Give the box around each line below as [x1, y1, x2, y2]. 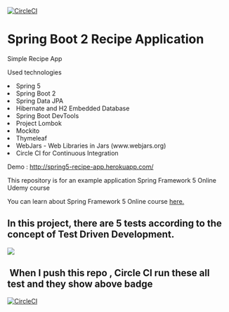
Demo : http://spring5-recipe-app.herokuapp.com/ [7, 162, 154, 171]
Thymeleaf [16, 134, 48, 142]
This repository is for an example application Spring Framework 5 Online [7, 176, 216, 184]
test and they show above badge [7, 278, 153, 290]
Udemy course [7, 183, 51, 192]
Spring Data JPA [16, 96, 64, 105]
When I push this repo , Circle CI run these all [9, 267, 210, 279]
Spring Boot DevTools [16, 111, 79, 119]
